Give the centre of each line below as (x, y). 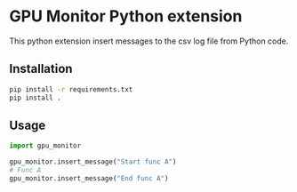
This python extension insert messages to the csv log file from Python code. (149, 41)
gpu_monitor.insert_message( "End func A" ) (89, 178)
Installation (41, 69)
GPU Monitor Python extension (126, 16)
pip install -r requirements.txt (71, 89)
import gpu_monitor (45, 146)
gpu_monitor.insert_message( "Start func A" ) (93, 162)
